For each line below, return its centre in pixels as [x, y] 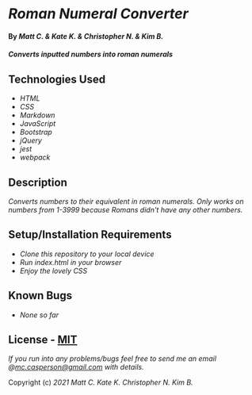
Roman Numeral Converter [98, 14]
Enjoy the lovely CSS [53, 270]
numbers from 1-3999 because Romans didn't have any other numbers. [126, 210]
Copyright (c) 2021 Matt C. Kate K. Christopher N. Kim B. [101, 382]
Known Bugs [40, 295]
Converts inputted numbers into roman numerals [90, 54]
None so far [39, 315]
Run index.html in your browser [71, 262]
